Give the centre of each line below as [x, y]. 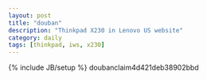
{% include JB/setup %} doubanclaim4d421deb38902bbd [103, 67]
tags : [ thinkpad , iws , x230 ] [57, 45]
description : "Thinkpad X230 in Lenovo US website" [96, 30]
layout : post [30, 15]
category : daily [35, 38]
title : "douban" [35, 23]
